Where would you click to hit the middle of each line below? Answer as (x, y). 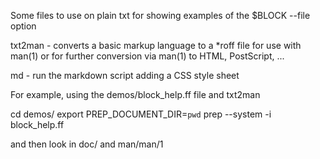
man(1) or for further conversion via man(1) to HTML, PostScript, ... (147, 56)
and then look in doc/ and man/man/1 (87, 144)
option (23, 26)
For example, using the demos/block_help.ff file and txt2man (135, 94)
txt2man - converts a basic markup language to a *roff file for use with (156, 45)
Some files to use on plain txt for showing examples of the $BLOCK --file (160, 15)
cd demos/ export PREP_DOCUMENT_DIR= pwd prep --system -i (141, 114)
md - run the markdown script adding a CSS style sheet (125, 75)
